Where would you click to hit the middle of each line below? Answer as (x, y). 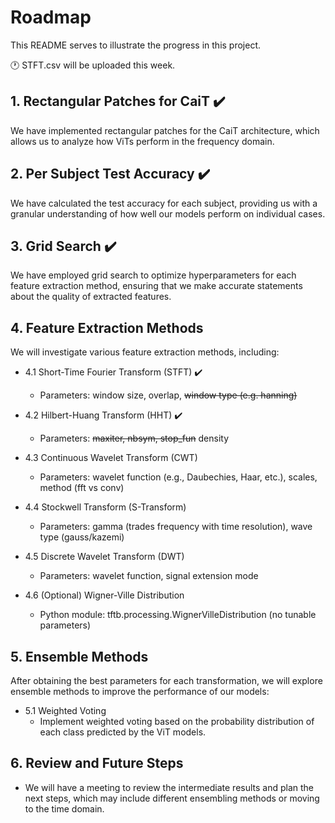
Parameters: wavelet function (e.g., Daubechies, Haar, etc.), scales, (178, 477)
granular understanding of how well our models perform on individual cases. (168, 213)
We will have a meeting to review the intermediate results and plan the (169, 787)
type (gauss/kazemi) (82, 537)
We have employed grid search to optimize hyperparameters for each (153, 275)
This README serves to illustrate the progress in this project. (136, 45)
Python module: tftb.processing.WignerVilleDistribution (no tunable (178, 615)
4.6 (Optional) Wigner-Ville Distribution (104, 595)
